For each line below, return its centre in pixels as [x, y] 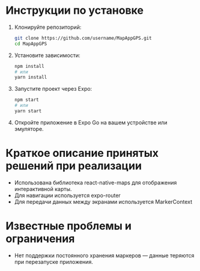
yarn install [31, 78]
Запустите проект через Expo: [53, 89]
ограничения [40, 239]
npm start [27, 100]
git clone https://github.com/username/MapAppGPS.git [83, 38]
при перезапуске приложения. [54, 261]
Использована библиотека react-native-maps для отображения [95, 182]
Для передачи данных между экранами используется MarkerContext [103, 201]
